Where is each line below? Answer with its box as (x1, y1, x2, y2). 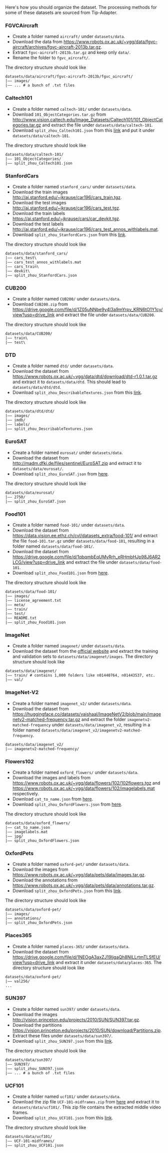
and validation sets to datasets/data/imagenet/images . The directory (12, 653, 153, 659)
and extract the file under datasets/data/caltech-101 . (42, 122, 153, 128)
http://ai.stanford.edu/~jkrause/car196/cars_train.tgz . (12, 194, 122, 200)
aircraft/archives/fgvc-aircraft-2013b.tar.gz (12, 44, 101, 50)
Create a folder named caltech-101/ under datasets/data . (12, 106, 132, 112)
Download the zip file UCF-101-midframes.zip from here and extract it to (12, 1099, 159, 1105)
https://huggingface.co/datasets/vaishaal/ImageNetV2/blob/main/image (12, 711, 161, 717)
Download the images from (12, 866, 68, 872)
